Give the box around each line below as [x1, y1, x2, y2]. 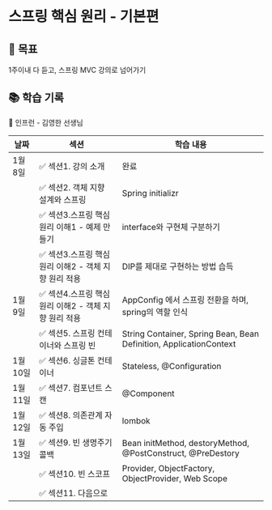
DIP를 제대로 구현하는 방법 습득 [121, 261, 234, 272]
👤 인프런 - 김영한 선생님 [8, 117, 83, 127]
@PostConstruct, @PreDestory [121, 447, 240, 458]
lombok [121, 414, 151, 426]
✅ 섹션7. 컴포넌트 [39, 382, 103, 393]
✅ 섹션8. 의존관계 [39, 410, 103, 421]
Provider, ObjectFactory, [121, 462, 215, 474]
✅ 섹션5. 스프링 [39, 327, 96, 338]
